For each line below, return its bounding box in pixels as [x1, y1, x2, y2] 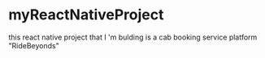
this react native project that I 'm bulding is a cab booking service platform [8, 32, 258, 42]
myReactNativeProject [8, 6, 164, 24]
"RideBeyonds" [8, 40, 59, 50]
